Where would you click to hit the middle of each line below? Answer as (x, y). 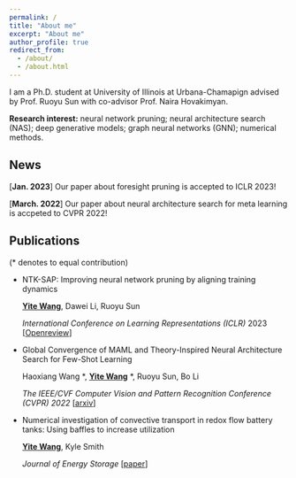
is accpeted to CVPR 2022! (58, 212)
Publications (45, 241)
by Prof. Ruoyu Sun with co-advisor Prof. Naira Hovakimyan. (118, 101)
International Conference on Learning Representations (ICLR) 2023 (144, 323)
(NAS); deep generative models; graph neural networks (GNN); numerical (143, 127)
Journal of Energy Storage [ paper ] (85, 463)
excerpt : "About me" (47, 34)
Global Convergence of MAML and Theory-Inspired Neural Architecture (152, 350)
